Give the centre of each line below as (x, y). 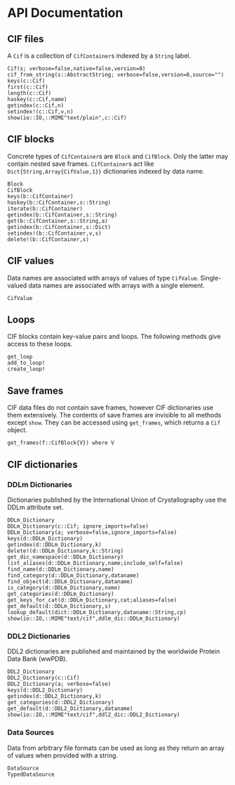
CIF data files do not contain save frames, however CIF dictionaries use (110, 408)
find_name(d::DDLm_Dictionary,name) (61, 569)
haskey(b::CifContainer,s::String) (59, 202)
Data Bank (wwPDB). (38, 659)
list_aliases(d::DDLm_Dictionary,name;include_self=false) (95, 563)
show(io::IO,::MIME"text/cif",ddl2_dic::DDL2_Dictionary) (94, 715)
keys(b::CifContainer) (40, 196)
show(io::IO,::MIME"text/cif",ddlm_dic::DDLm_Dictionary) (94, 618)
